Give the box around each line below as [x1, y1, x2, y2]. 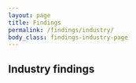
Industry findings [8, 62, 95, 75]
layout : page [8, 11, 51, 20]
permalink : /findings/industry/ [8, 26, 114, 34]
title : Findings [8, 19, 61, 27]
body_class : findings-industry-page [8, 33, 128, 41]
